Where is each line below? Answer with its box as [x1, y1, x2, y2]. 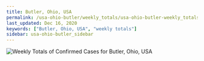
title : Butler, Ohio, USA [6, 8, 72, 15]
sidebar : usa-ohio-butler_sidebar [6, 31, 94, 37]
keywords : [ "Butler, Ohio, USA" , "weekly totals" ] [6, 25, 137, 32]
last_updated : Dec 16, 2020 [6, 20, 78, 26]
